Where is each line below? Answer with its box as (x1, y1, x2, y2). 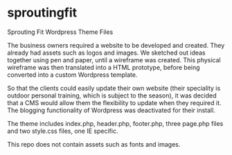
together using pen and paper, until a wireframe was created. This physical (7, 55, 222, 64)
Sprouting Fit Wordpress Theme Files (7, 28, 114, 36)
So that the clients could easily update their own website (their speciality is (7, 84, 221, 92)
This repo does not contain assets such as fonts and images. (7, 140, 181, 148)
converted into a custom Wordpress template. (7, 71, 138, 79)
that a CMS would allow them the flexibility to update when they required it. (7, 98, 222, 107)
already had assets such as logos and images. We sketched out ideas (7, 48, 206, 57)
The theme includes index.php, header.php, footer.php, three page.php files (7, 119, 224, 127)
